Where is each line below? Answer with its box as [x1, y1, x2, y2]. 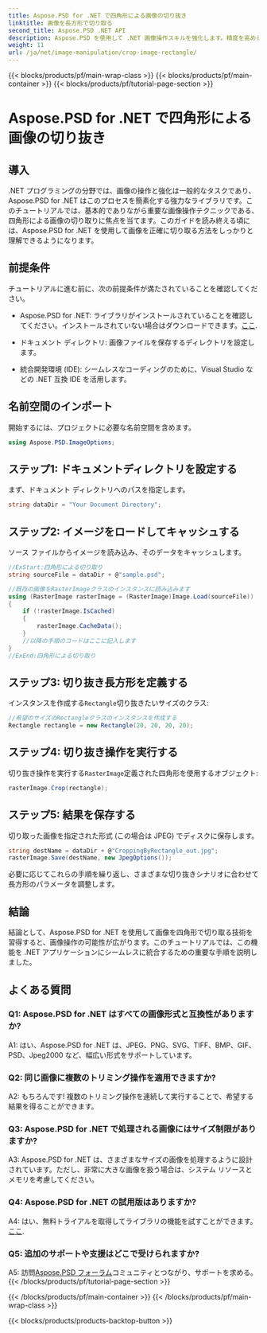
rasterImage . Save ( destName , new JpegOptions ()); [8, 854, 172, 862]
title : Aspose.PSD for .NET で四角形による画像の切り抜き [8, 11, 188, 20]
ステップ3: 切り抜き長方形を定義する [8, 676, 188, 689]
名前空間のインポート [8, 400, 113, 414]
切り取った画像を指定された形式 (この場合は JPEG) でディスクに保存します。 [8, 831, 259, 840]
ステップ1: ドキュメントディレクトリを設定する [8, 462, 238, 476]
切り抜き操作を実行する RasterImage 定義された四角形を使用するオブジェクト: [8, 768, 258, 778]
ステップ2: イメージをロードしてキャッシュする [8, 524, 240, 538]
